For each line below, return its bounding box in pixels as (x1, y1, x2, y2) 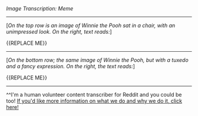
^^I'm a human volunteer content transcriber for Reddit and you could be (6, 91, 182, 98)
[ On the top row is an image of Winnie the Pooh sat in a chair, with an (6, 22, 176, 29)
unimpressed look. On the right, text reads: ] (6, 28, 112, 35)
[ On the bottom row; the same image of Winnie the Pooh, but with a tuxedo (6, 57, 189, 64)
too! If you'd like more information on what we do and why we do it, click (6, 97, 183, 104)
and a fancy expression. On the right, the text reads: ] (6, 63, 136, 69)
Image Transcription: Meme (6, 5, 74, 12)
